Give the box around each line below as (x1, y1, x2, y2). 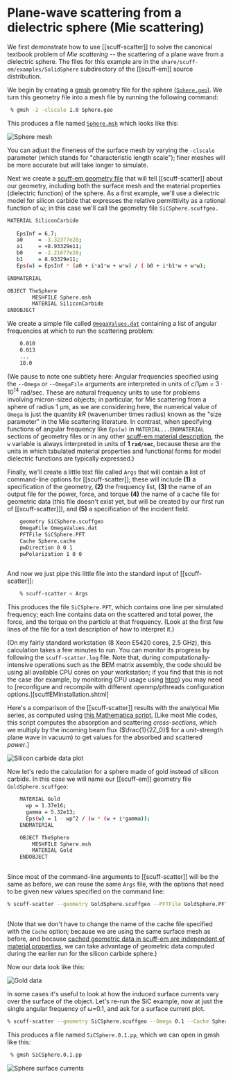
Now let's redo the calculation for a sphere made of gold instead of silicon (7, 768, 219, 776)
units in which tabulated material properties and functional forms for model (7, 447, 221, 456)
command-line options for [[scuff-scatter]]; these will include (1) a (7, 475, 196, 484)
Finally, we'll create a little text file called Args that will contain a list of (7, 468, 206, 477)
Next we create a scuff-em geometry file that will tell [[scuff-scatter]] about (7, 174, 223, 182)
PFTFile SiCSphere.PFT (19, 532, 85, 538)
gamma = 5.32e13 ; (25, 809, 76, 816)
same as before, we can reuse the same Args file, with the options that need (7, 880, 224, 889)
